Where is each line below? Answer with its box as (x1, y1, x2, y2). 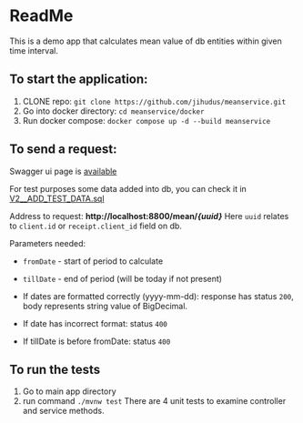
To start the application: (9, 72, 148, 87)
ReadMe (9, 5, 74, 26)
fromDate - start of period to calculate (22, 256, 164, 267)
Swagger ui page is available (9, 166, 117, 176)
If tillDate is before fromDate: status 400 (22, 336, 171, 347)
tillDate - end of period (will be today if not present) (22, 273, 223, 284)
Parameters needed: (9, 237, 86, 248)
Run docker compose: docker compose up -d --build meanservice (22, 115, 271, 126)
